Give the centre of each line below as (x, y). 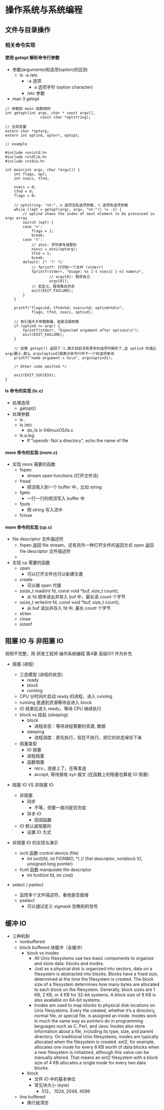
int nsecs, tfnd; (32, 178)
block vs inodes (43, 953)
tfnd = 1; (41, 253)
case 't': (33, 240)
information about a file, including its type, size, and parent (94, 1031)
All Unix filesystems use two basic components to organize (94, 958)
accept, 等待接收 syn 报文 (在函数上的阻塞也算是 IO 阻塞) (92, 775)
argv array (16, 218)
